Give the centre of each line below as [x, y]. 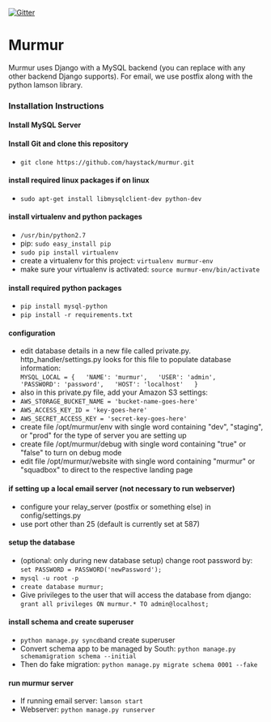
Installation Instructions [56, 105]
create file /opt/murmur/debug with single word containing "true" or [133, 444]
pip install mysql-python [64, 307]
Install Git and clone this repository [68, 144]
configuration [32, 333]
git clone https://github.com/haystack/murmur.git [107, 162]
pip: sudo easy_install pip [66, 244]
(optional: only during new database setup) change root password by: [136, 560]
